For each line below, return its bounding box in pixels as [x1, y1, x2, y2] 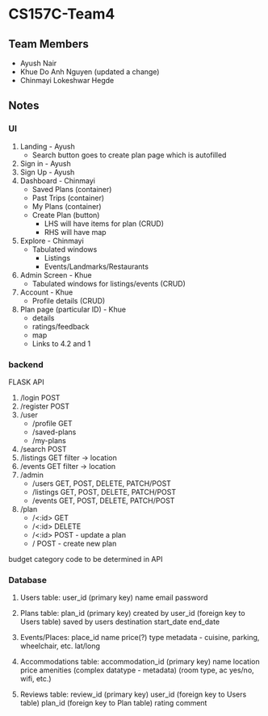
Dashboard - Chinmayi [19, 175, 95, 186]
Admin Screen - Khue [19, 270, 92, 279]
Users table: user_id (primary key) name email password [19, 592, 208, 602]
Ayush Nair [19, 58, 57, 68]
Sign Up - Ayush [19, 167, 75, 177]
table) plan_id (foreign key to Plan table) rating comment [19, 698, 207, 708]
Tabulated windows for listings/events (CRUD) [31, 278, 186, 288]
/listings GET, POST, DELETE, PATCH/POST [31, 487, 177, 496]
